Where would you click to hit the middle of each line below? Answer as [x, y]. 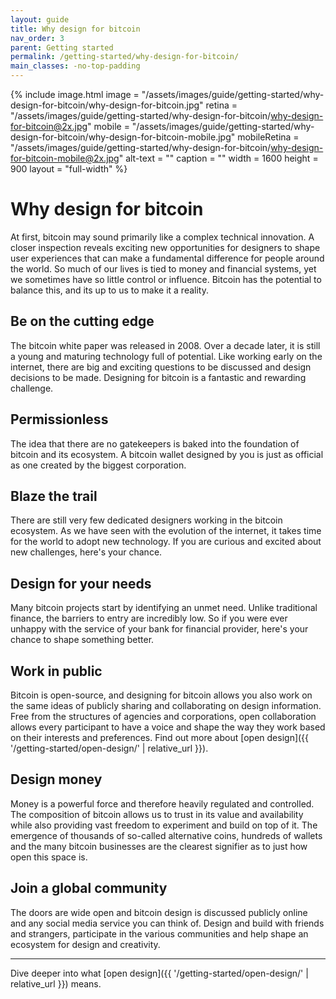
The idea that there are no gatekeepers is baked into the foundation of [155, 443]
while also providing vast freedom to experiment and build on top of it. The [164, 825]
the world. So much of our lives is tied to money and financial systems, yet [163, 268]
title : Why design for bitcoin [75, 29]
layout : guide [40, 19]
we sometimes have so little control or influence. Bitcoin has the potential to [166, 279]
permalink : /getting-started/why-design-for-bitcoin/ [125, 57]
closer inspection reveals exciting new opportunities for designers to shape [165, 247]
